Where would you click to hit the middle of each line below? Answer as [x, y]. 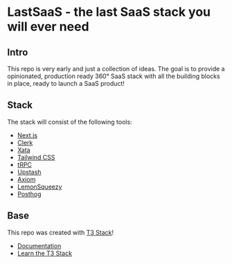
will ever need [48, 27]
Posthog [29, 194]
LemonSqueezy [39, 187]
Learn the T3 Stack [45, 253]
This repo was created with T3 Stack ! [61, 232]
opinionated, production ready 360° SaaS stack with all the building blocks [114, 76]
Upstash [29, 172]
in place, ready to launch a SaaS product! [66, 83]
